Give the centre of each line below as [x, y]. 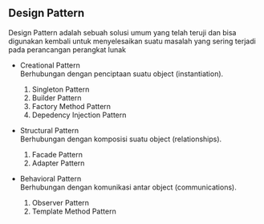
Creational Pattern [50, 65]
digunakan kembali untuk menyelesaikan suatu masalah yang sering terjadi [132, 41]
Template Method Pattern [74, 211]
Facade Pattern [57, 154]
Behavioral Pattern [51, 178]
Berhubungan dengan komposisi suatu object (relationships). [121, 139]
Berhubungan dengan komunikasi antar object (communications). [128, 187]
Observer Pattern [61, 202]
